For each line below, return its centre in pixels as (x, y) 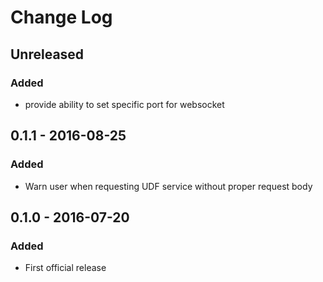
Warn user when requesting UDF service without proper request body (168, 186)
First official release (65, 268)
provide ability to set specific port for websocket (124, 104)
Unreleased (47, 54)
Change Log (61, 17)
